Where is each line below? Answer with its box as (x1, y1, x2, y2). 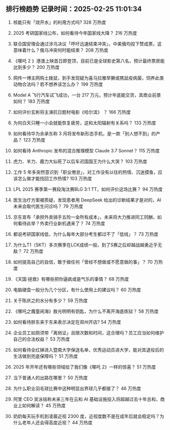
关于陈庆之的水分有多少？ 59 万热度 (13, 297, 88, 304)
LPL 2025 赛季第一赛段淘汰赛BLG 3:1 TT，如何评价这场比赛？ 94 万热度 (13, 186, 163, 192)
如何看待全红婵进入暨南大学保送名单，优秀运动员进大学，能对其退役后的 (13, 347, 164, 353)
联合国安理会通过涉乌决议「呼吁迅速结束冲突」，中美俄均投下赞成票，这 (13, 40, 162, 47)
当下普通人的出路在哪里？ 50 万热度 (13, 374, 88, 380)
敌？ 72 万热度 (13, 248, 44, 254)
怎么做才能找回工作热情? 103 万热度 (17, 175, 93, 181)
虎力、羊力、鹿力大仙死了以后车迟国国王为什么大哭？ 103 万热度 (13, 158, 147, 164)
